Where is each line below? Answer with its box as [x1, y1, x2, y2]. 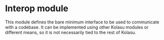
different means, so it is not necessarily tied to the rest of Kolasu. [5, 29, 136, 35]
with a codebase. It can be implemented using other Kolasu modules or [5, 24, 149, 30]
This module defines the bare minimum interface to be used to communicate [5, 19, 160, 25]
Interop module [5, 3, 69, 14]
